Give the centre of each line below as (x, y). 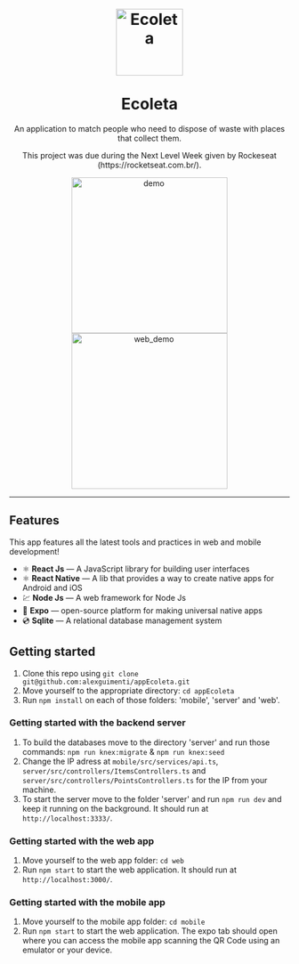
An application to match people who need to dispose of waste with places (149, 128)
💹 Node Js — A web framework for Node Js (104, 597)
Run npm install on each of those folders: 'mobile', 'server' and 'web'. (151, 700)
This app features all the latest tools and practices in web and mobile (135, 542)
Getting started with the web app (82, 841)
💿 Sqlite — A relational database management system (122, 620)
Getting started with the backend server (97, 723)
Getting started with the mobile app (88, 903)
